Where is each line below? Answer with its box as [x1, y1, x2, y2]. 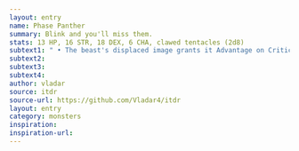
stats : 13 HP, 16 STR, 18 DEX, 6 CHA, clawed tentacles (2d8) [9, 37, 245, 47]
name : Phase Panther [9, 21, 86, 30]
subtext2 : [9, 54, 46, 63]
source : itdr [9, 87, 58, 96]
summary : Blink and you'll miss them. [9, 29, 153, 38]
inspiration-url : [9, 129, 74, 138]
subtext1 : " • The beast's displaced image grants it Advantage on [9, 46, 265, 55]
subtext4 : [9, 71, 46, 80]
